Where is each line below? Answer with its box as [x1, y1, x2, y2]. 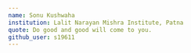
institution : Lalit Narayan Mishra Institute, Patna [8, 19, 184, 26]
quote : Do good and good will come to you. [8, 26, 153, 34]
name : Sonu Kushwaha [8, 11, 76, 19]
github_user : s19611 [8, 33, 76, 41]
